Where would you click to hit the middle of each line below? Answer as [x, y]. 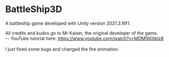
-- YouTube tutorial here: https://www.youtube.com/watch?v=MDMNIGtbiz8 [84, 38]
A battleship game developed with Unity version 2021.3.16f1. [68, 23]
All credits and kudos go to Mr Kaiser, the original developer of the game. [82, 33]
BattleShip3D [34, 9]
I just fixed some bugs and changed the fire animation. [62, 49]
